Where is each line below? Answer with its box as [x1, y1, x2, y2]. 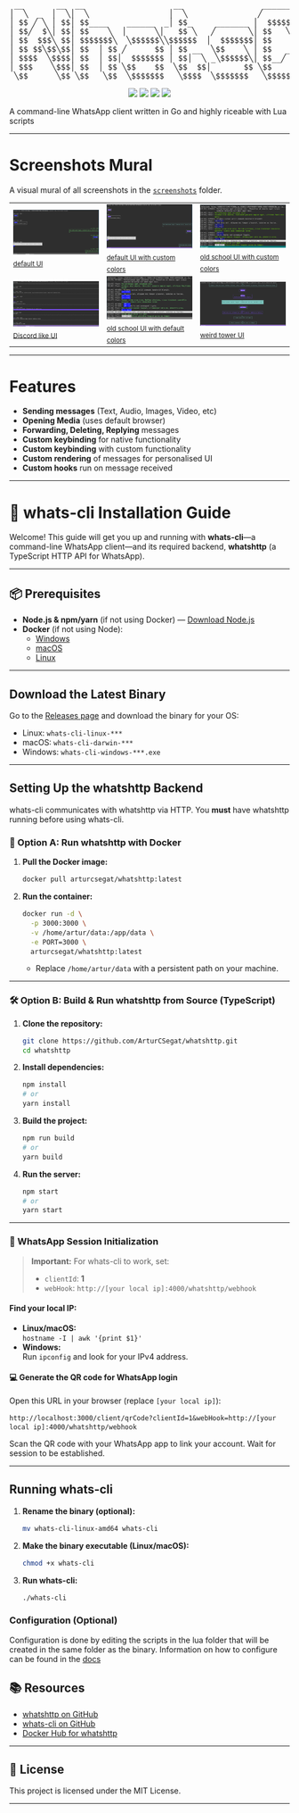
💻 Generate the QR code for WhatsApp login [9, 1372, 178, 1383]
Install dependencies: [21, 1062, 105, 1073]
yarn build [21, 1152, 63, 1161]
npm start [21, 1187, 60, 1196]
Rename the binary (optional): [21, 1505, 136, 1517]
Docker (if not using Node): [21, 624, 123, 635]
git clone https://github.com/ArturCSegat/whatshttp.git [21, 1036, 238, 1045]
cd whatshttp [21, 1045, 71, 1055]
